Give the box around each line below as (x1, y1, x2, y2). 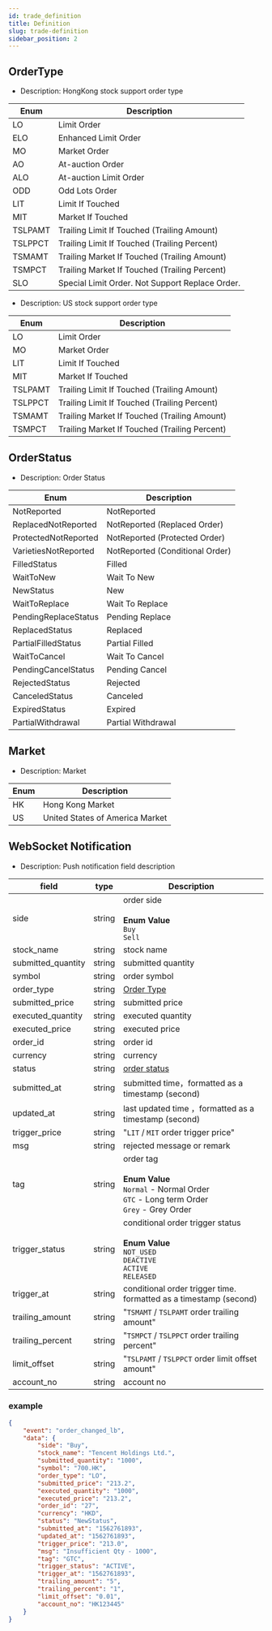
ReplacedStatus (12, 624, 73, 636)
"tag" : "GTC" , (37, 1555, 85, 1563)
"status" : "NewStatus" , (37, 1517, 117, 1525)
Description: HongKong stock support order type (19, 86, 184, 96)
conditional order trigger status (122, 1217, 241, 1228)
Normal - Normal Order (122, 1183, 210, 1194)
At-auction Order (57, 159, 125, 170)
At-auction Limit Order (57, 172, 145, 183)
